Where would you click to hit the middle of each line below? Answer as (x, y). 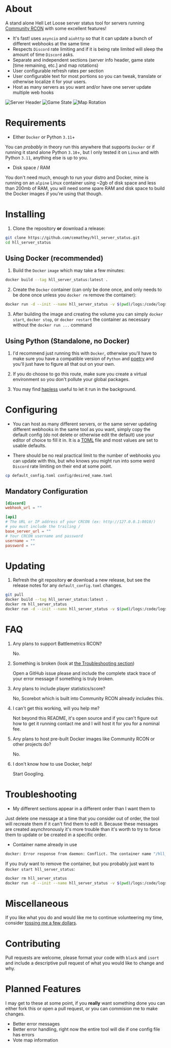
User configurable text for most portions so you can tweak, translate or (87, 76)
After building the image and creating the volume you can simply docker (88, 314)
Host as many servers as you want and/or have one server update (82, 87)
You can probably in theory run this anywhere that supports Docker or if (80, 147)
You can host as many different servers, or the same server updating (85, 424)
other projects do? (32, 744)
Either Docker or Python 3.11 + (44, 137)
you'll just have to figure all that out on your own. (64, 364)
